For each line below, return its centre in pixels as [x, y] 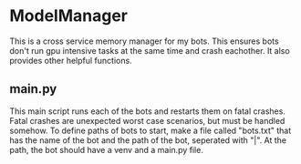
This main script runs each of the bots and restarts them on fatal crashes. [147, 111]
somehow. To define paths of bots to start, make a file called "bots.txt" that [150, 130]
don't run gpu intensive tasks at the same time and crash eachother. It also [150, 50]
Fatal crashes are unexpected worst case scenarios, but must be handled [147, 120]
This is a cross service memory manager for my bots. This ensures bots [145, 41]
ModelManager [68, 16]
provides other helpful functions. [71, 60]
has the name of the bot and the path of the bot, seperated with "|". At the [148, 140]
